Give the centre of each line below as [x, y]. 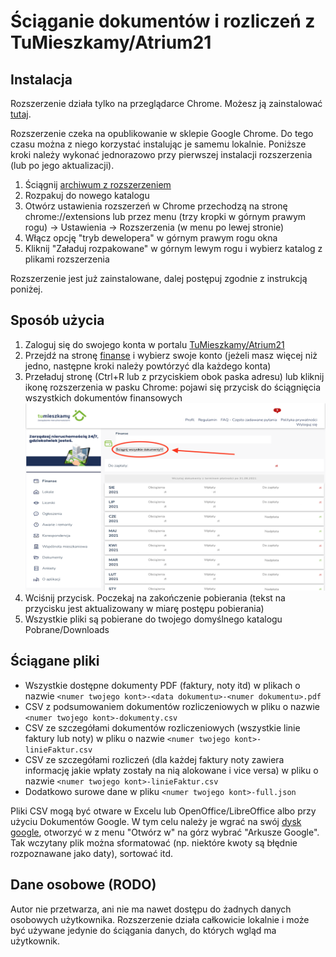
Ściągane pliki [55, 661]
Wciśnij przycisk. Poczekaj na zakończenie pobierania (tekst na [155, 597]
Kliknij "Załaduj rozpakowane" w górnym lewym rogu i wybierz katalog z [173, 248]
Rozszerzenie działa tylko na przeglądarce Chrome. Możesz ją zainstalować [166, 103]
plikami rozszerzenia [67, 259]
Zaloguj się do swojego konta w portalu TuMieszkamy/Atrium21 [154, 344]
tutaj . [21, 114]
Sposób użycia [57, 320]
